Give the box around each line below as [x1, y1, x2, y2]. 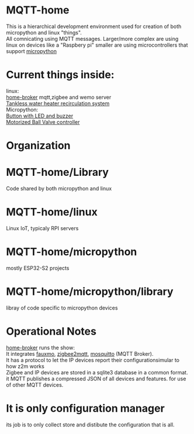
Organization [6, 139, 71, 152]
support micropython [6, 47, 57, 54]
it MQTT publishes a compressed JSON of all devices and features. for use [6, 375, 186, 382]
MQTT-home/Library [6, 166, 109, 179]
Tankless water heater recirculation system [6, 100, 110, 107]
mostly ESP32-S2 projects [6, 264, 70, 272]
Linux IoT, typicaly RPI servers [6, 224, 79, 231]
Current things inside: [6, 68, 115, 82]
